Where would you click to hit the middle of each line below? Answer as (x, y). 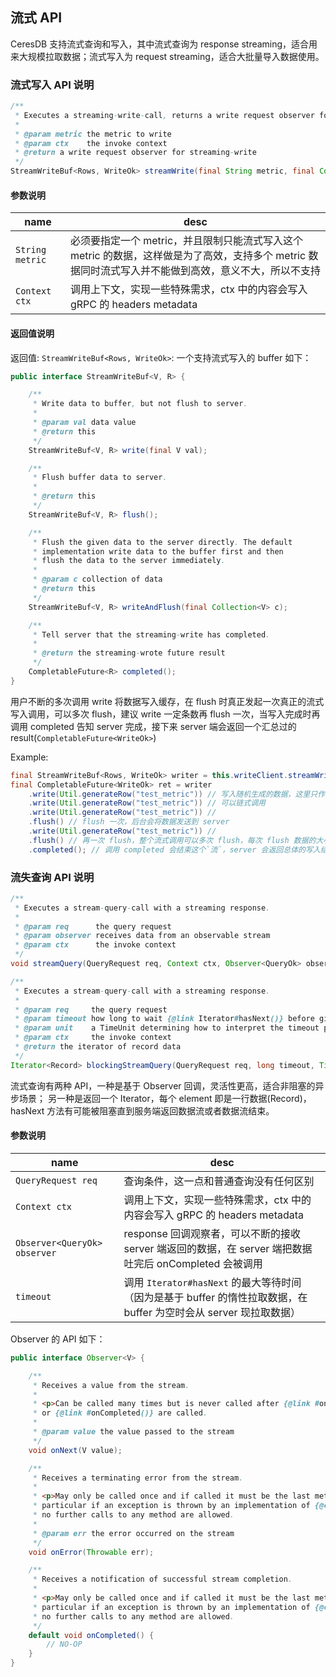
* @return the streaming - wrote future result (129, 653)
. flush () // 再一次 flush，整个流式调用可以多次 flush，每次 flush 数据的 (172, 840)
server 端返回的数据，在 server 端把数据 (218, 1248)
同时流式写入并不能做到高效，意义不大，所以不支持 (200, 271)
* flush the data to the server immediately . (129, 561)
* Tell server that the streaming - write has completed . (151, 634)
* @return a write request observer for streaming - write (135, 153)
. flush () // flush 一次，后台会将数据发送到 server (129, 822)
